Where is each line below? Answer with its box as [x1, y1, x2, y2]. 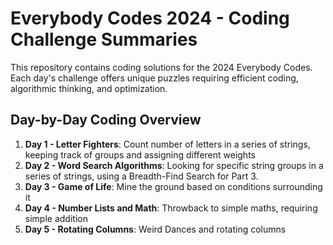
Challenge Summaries [10, 28, 198, 51]
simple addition [24, 212, 88, 224]
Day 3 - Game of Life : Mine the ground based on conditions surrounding [24, 180, 323, 192]
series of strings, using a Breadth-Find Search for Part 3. [24, 170, 259, 182]
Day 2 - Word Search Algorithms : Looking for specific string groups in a [24, 159, 324, 171]
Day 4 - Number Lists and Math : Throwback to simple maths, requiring [24, 202, 318, 214]
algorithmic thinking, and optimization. [10, 82, 168, 94]
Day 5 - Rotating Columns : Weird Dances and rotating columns [24, 223, 287, 235]
